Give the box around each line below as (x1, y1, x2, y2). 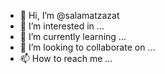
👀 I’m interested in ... (19, 20, 105, 32)
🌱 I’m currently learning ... (19, 31, 127, 42)
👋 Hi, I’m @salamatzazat (19, 10, 120, 21)
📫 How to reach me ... (19, 53, 113, 64)
